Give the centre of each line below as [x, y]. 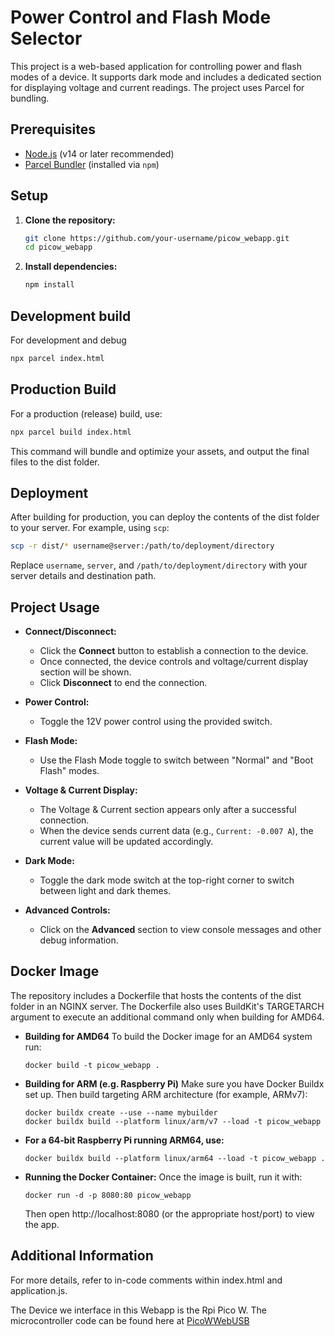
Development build [71, 316]
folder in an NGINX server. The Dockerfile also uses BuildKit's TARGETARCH [167, 1006]
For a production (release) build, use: [86, 413]
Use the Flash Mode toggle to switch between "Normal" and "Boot [176, 760]
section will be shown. [85, 672]
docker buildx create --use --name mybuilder [121, 1112]
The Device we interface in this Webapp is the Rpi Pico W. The [138, 1310]
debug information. [79, 940]
